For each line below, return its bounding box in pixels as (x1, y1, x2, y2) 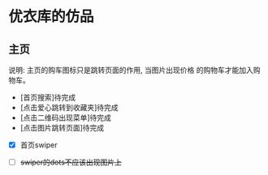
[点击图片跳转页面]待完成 (19, 123, 105, 132)
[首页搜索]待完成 (19, 92, 76, 102)
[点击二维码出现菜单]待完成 (19, 113, 112, 122)
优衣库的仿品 (8, 7, 95, 26)
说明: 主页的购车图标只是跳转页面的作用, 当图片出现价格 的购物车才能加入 (8, 66, 253, 75)
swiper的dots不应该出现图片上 (19, 157, 122, 167)
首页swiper (19, 140, 58, 150)
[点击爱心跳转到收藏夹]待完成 (19, 103, 119, 112)
